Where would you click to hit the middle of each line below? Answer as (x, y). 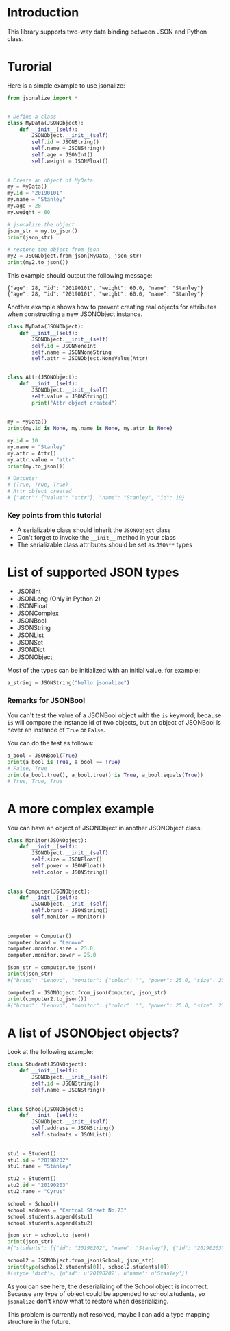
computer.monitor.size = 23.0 (50, 949)
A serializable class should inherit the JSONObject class (94, 530)
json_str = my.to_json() (42, 231)
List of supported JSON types (93, 572)
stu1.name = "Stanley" (39, 1166)
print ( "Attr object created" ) (75, 403)
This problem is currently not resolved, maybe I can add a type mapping (109, 1314)
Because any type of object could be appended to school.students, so (106, 1293)
